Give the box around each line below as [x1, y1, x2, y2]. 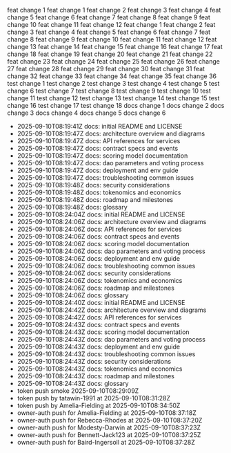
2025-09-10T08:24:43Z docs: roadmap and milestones [17, 372, 174, 380]
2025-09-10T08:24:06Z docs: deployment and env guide [17, 255, 181, 262]
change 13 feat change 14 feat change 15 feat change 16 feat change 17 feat [7, 43, 223, 50]
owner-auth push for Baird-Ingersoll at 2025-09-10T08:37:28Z [17, 438, 195, 446]
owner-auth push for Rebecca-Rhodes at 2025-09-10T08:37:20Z [17, 416, 203, 424]
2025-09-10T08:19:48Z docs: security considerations [17, 181, 170, 189]
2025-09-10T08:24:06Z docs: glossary [17, 291, 129, 299]
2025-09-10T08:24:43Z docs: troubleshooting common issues [17, 350, 196, 358]
